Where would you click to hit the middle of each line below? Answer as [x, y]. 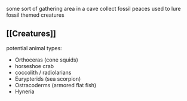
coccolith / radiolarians [43, 72]
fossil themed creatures [35, 15]
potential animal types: [34, 48]
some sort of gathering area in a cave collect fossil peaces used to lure [93, 9]
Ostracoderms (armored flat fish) [56, 85]
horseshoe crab [34, 66]
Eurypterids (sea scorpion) [48, 79]
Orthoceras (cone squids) [47, 60]
